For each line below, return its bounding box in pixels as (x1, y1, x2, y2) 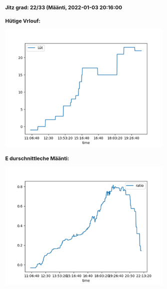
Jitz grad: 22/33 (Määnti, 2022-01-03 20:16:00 (5, 4, 122, 11)
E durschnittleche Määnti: (5, 155, 69, 162)
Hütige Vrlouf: (5, 17, 41, 24)
